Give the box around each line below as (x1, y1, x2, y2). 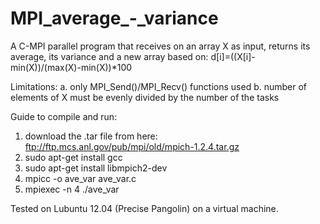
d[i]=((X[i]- (210, 50, 256, 62)
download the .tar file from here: (24, 130, 158, 142)
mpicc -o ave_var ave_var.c (24, 172, 137, 184)
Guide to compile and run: (10, 110, 118, 122)
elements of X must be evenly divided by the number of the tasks (10, 91, 280, 103)
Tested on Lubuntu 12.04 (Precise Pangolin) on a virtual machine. (10, 202, 279, 214)
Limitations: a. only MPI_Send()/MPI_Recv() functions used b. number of (10, 80, 308, 92)
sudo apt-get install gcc (24, 151, 123, 163)
